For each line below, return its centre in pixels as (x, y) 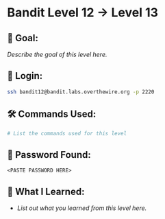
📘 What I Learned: (46, 191)
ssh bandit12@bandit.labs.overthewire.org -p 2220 (81, 92)
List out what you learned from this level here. (82, 208)
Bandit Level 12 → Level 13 (83, 13)
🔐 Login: (25, 76)
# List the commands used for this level (67, 133)
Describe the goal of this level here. (57, 54)
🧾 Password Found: (49, 155)
